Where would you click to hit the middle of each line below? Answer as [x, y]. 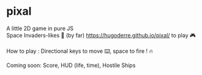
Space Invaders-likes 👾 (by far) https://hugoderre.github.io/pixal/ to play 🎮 [101, 35]
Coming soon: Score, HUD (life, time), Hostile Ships [71, 65]
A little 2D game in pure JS [40, 28]
